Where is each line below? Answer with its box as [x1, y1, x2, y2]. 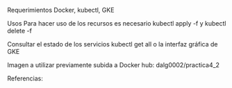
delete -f [7, 27, 33, 35]
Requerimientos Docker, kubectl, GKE [7, 6, 115, 14]
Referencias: [7, 74, 44, 82]
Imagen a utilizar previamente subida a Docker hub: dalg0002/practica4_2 [7, 61, 220, 69]
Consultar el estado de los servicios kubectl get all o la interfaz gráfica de [7, 40, 218, 48]
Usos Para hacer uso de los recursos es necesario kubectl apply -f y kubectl [7, 19, 226, 27]
